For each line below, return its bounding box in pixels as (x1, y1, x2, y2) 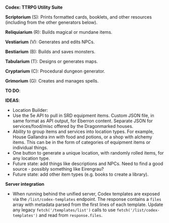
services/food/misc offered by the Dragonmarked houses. (12, 123, 134, 129)
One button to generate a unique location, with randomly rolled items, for (12, 150, 164, 156)
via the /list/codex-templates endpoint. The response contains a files (12, 196, 161, 202)
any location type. (12, 156, 50, 161)
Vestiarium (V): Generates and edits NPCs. (5, 39, 95, 45)
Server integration (5, 181, 44, 187)
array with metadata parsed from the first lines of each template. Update (12, 201, 163, 207)
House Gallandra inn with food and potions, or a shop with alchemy (12, 134, 152, 140)
